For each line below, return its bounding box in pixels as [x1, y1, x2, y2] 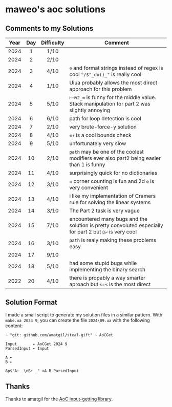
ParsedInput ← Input [5, 346, 50, 351]
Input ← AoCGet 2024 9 [5, 341, 68, 347]
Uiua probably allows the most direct [69, 79, 158, 86]
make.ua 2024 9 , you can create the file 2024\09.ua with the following [5, 317, 150, 323]
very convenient [69, 184, 109, 191]
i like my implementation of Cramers [69, 192, 156, 199]
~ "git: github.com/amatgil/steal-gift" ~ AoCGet [5, 332, 114, 337]
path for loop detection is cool [69, 115, 142, 122]
